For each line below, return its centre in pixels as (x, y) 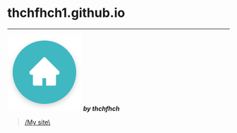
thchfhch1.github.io (66, 13)
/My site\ (37, 122)
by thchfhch (101, 108)
